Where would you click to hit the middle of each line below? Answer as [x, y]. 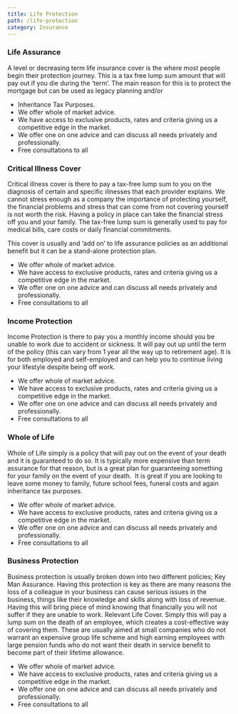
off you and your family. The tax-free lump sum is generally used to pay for [118, 221]
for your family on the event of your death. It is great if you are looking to [115, 476]
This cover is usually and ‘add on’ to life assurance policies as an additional [118, 243]
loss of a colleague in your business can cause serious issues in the [107, 592]
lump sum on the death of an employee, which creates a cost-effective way [118, 622]
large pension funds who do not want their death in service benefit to [109, 645]
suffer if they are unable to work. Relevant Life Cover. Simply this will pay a [117, 614]
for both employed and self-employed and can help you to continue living [115, 359]
